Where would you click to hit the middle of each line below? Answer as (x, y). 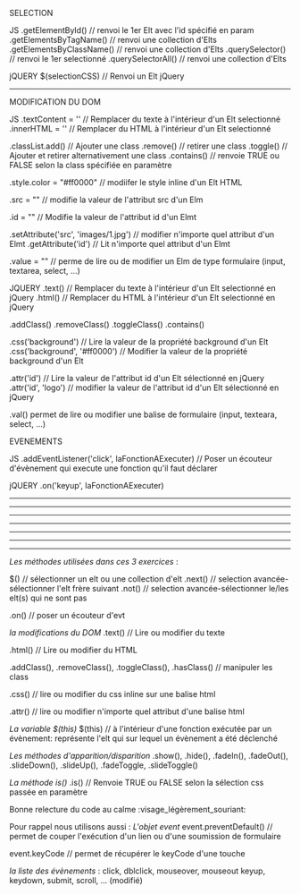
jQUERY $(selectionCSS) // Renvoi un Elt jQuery (97, 76)
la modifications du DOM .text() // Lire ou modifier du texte (117, 633)
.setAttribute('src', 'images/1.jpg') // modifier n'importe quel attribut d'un (142, 234)
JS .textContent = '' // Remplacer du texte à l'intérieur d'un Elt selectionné (145, 119)
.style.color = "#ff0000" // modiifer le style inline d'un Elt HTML (126, 182)
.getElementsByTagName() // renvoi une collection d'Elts (113, 40)
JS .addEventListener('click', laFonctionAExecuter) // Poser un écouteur (141, 459)
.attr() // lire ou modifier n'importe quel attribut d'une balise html (127, 711)
